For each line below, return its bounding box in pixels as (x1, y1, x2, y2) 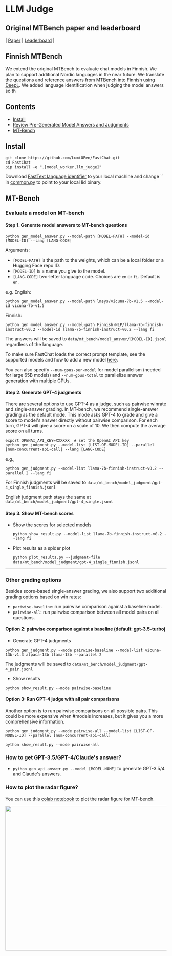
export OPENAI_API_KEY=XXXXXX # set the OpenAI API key (5, 438, 130, 443)
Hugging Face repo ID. (12, 262, 60, 268)
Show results (12, 675, 40, 681)
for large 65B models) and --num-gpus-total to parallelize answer (5, 372, 143, 378)
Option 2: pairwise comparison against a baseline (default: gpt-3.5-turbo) (5, 626, 166, 633)
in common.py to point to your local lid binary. (5, 179, 102, 185)
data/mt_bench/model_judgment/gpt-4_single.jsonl (5, 499, 114, 504)
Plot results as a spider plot (12, 545, 71, 551)
